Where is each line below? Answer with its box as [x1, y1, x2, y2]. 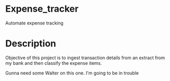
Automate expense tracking [5, 20, 64, 26]
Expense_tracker [5, 3, 79, 15]
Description [5, 38, 56, 49]
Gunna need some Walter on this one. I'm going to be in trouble [5, 70, 139, 76]
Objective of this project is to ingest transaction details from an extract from [5, 55, 165, 61]
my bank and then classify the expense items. [5, 60, 102, 66]
